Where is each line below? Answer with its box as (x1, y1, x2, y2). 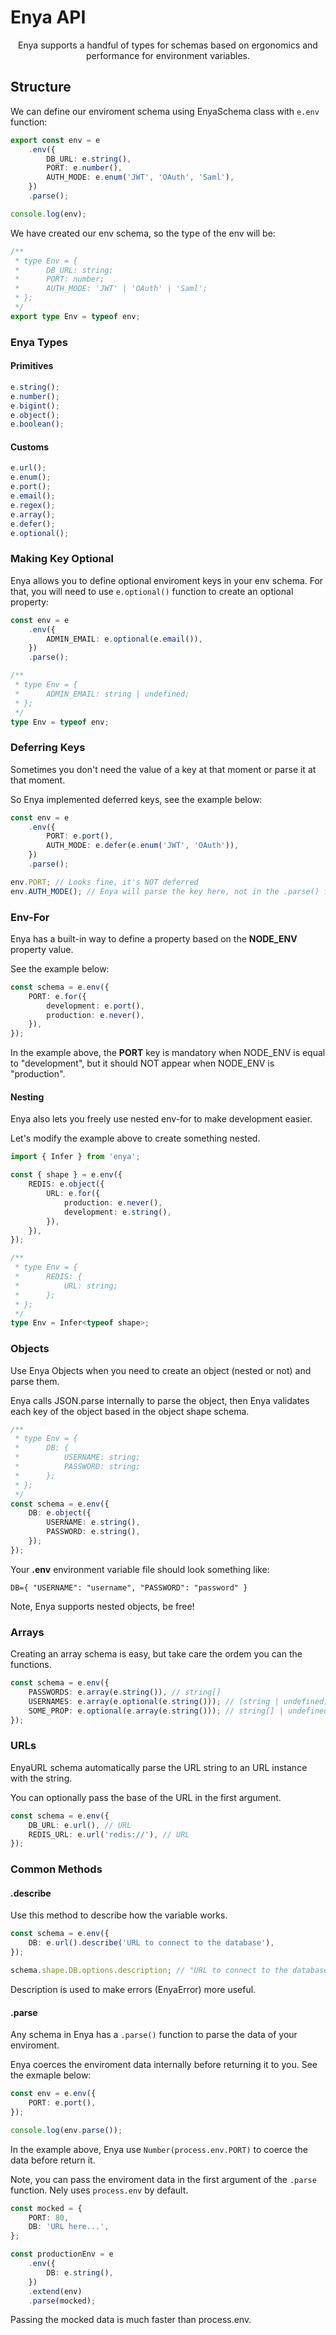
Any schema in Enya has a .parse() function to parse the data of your (10, 2029, 298, 2041)
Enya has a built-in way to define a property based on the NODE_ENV (10, 932, 298, 945)
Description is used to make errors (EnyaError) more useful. (10, 1983, 257, 1995)
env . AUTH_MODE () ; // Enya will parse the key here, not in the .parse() (10, 886, 320, 896)
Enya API (10, 6, 87, 29)
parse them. (10, 1375, 60, 1387)
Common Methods (10, 1862, 103, 1876)
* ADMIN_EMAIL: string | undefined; (14, 689, 190, 699)
